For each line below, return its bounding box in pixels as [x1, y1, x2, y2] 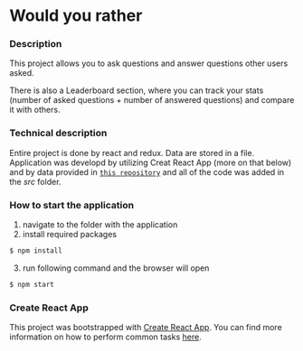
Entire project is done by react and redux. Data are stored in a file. [9, 147, 255, 158]
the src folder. [9, 176, 62, 187]
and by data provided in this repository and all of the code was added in [9, 166, 285, 177]
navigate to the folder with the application [22, 219, 178, 230]
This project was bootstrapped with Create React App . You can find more [9, 322, 282, 333]
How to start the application [9, 199, 134, 211]
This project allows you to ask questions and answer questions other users [9, 58, 289, 69]
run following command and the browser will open [22, 263, 210, 273]
